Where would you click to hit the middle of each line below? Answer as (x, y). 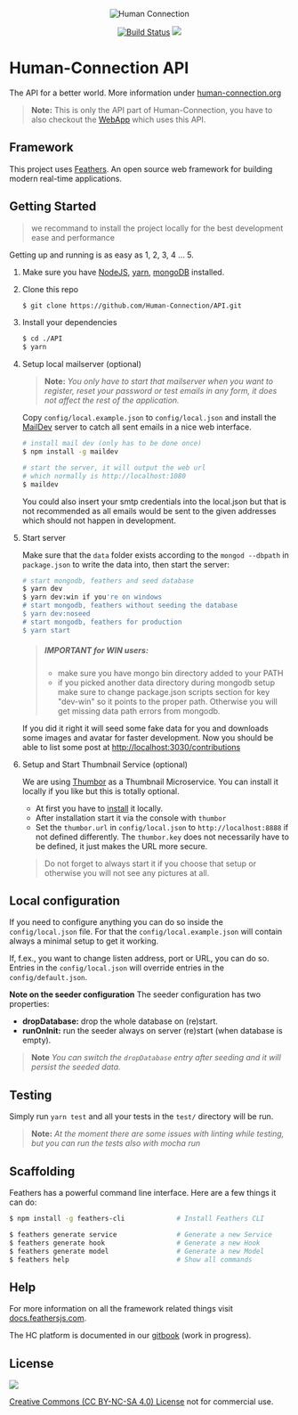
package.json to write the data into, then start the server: (125, 564)
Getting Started (53, 206)
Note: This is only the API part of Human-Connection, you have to (152, 110)
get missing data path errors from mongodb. (139, 711)
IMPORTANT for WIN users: (97, 650)
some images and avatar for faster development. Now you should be (148, 737)
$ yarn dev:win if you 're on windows (92, 597)
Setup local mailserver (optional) (82, 364)
